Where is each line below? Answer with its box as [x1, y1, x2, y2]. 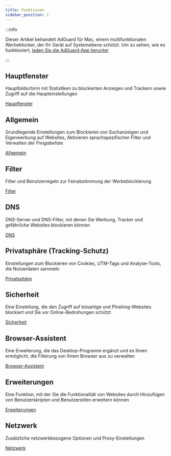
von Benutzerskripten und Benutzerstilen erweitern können [5, 397, 129, 403]
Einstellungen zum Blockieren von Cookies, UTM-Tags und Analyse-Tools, [5, 260, 161, 266]
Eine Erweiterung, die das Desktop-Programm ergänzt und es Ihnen [5, 348, 148, 354]
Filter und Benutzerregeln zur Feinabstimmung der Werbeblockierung [5, 178, 152, 184]
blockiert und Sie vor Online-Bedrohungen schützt [5, 309, 111, 315]
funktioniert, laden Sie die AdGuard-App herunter [5, 47, 109, 53]
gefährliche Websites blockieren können [5, 222, 90, 228]
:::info [5, 26, 17, 32]
